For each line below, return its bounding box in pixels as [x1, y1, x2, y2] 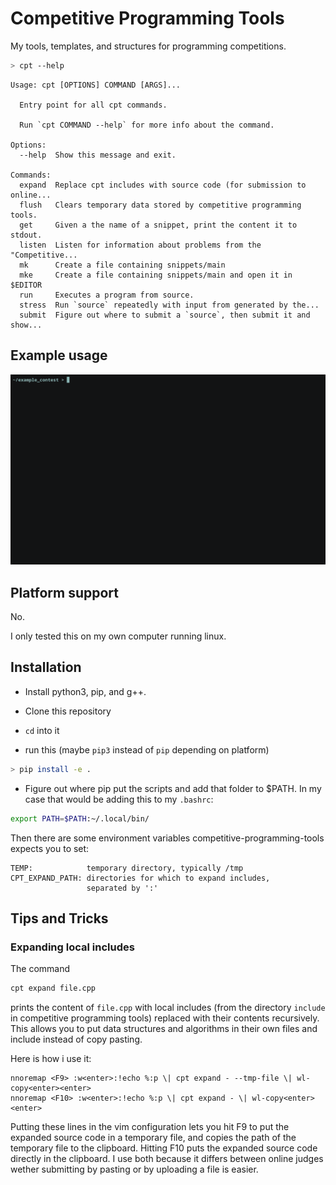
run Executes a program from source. [19, 290, 195, 300]
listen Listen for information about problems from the [19, 240, 262, 250]
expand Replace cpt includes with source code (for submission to [19, 180, 307, 190]
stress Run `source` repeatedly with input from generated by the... [19, 300, 320, 310]
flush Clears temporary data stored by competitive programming [19, 200, 302, 210]
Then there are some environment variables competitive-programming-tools [10, 832, 325, 844]
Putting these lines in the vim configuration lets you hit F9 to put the [10, 1121, 290, 1133]
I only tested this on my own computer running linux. [10, 630, 227, 642]
